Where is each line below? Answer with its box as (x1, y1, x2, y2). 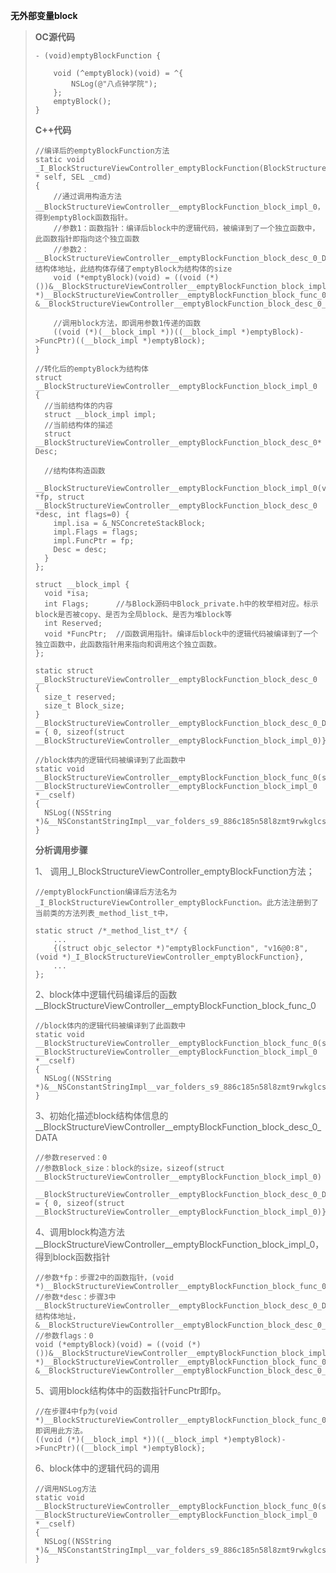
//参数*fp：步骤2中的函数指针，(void (34, 1273, 175, 1283)
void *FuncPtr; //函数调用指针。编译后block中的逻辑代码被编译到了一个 (44, 629, 319, 639)
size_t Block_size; (44, 701, 125, 711)
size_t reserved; (44, 692, 117, 702)
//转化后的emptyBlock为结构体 (34, 364, 149, 374)
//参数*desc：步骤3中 (34, 1292, 117, 1302)
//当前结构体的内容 (44, 401, 113, 411)
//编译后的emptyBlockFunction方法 (34, 146, 170, 156)
